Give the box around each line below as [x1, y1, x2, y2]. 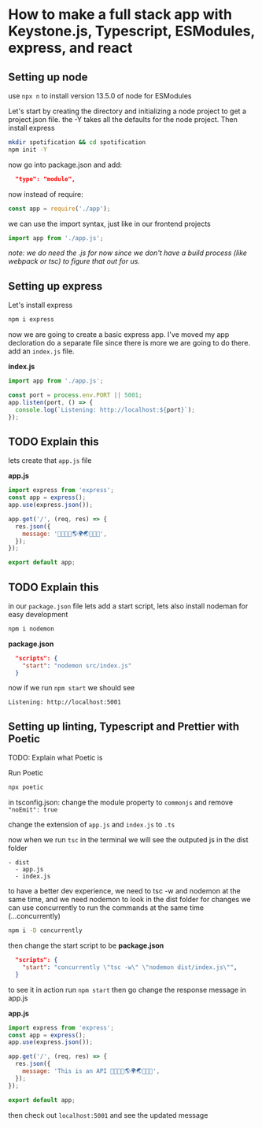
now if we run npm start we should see [8, 683, 135, 693]
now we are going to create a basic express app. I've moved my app [8, 330, 230, 339]
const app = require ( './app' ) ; [8, 205, 111, 213]
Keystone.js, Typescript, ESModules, [8, 22, 256, 40]
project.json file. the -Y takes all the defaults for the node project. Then [8, 115, 238, 124]
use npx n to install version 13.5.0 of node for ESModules [8, 91, 192, 100]
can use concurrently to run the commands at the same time [8, 903, 205, 912]
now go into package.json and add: [8, 160, 123, 169]
